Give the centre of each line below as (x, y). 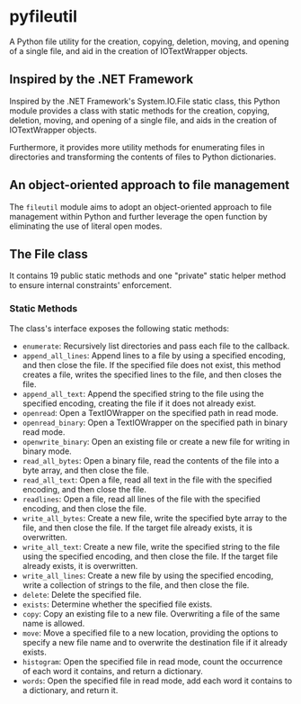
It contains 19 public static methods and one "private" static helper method (148, 275)
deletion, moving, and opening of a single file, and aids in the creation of (143, 120)
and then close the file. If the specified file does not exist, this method (151, 365)
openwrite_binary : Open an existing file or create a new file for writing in (156, 441)
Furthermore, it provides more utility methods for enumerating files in (137, 147)
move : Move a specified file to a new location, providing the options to (150, 633)
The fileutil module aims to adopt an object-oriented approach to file (141, 207)
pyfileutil (44, 17)
